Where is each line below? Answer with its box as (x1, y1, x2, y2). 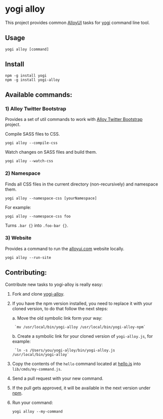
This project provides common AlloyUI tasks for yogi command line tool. (5, 20, 150, 25)
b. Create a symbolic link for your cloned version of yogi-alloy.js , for (12, 333, 153, 339)
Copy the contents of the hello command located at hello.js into (12, 361, 141, 367)
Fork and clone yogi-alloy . (12, 291, 65, 297)
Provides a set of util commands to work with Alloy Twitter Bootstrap (5, 116, 143, 122)
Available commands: (5, 91, 72, 99)
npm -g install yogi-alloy (5, 77, 60, 82)
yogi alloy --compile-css (5, 140, 58, 145)
